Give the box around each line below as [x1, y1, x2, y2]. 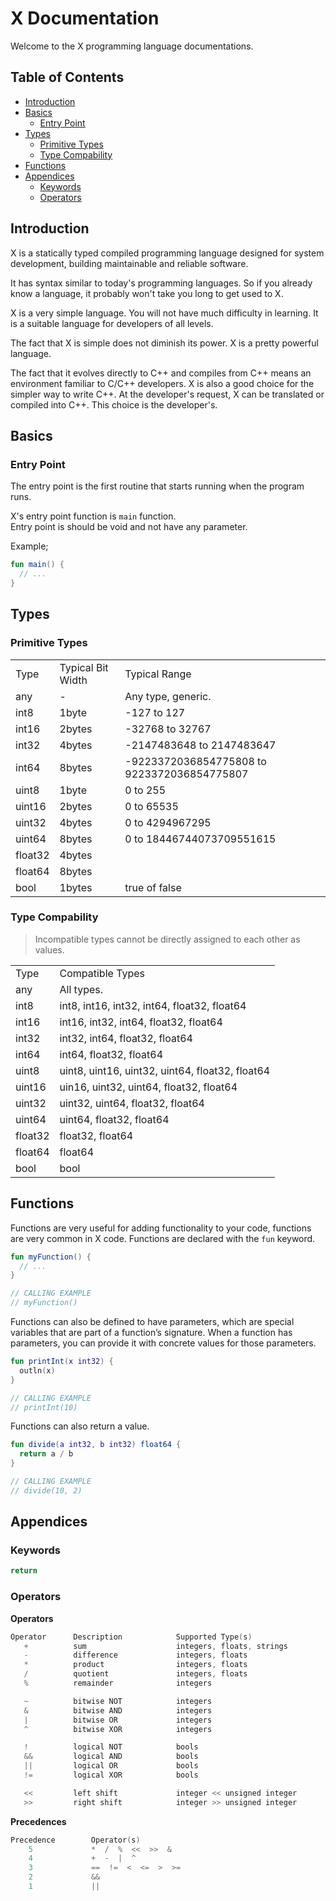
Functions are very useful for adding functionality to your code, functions [10, 1222, 312, 1234]
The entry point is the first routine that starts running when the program [10, 480, 305, 492]
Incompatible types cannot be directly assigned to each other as [34, 933, 301, 945]
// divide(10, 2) [10, 1485, 83, 1496]
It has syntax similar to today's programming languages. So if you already [10, 277, 313, 289]
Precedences [10, 1815, 67, 1827]
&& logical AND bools [23, 1752, 199, 1762]
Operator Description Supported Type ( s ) [10, 1632, 253, 1642]
